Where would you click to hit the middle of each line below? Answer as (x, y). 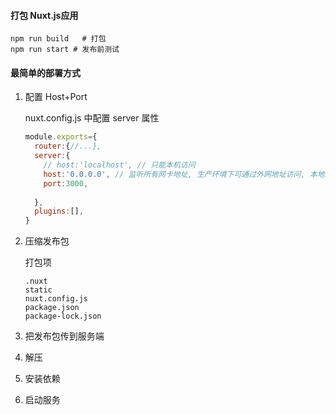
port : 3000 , (66, 183)
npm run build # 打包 (58, 39)
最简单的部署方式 (45, 72)
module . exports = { (61, 137)
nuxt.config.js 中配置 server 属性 (92, 118)
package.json (52, 308)
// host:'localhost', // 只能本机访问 (119, 165)
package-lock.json (63, 316)
